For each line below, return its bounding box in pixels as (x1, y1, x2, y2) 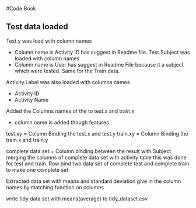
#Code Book (6, 5, 36, 12)
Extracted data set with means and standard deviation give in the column (6, 178, 181, 185)
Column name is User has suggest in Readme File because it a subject (14, 61, 184, 68)
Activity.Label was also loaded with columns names (6, 78, 130, 85)
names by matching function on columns (6, 183, 104, 190)
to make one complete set (6, 166, 69, 173)
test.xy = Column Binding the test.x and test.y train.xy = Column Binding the (6, 130, 188, 137)
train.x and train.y (6, 136, 48, 143)
